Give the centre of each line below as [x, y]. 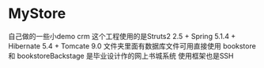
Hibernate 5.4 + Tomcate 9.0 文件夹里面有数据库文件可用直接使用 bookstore [132, 46]
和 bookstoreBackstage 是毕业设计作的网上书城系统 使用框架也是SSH [121, 55]
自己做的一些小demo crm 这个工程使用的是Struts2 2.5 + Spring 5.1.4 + [122, 36]
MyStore [37, 14]
